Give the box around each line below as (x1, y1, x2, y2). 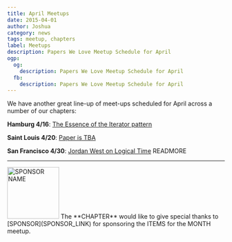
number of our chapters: (7, 107, 77, 115)
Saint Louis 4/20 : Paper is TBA (7, 134, 96, 142)
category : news (7, 29, 51, 37)
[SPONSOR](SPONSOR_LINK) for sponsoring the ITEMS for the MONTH (7, 220, 211, 228)
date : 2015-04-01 (7, 17, 57, 23)
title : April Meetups (7, 10, 70, 17)
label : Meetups (7, 42, 51, 49)
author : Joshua (7, 23, 51, 30)
